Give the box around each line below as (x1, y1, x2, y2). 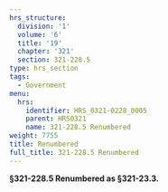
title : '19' (17, 38, 63, 48)
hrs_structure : (9, 13, 67, 23)
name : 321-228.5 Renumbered (25, 123, 131, 132)
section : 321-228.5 (17, 55, 91, 64)
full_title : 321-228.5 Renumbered (9, 148, 140, 157)
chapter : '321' (17, 47, 75, 56)
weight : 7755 (9, 131, 59, 140)
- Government (17, 81, 67, 90)
